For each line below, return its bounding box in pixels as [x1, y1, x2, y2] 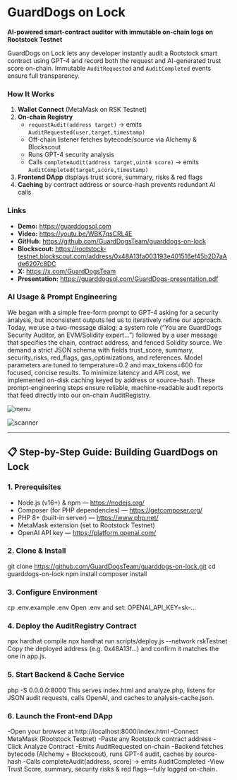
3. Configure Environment [7, 587, 98, 597]
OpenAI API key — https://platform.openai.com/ [17, 528, 157, 537]
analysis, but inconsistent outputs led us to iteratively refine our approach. [7, 316, 223, 324]
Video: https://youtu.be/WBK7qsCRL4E [17, 229, 133, 238]
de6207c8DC [17, 259, 56, 268]
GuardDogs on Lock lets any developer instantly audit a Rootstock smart [7, 49, 217, 57]
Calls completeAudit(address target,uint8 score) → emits [28, 158, 200, 166]
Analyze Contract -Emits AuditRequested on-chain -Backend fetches [23, 742, 224, 750]
